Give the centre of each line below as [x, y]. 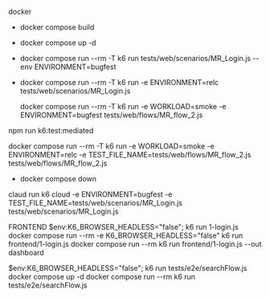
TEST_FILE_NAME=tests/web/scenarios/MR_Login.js [96, 203]
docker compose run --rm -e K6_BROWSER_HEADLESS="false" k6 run [126, 235]
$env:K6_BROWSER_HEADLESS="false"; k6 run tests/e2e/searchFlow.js [128, 268]
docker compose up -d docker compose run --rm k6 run [102, 277]
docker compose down [58, 179]
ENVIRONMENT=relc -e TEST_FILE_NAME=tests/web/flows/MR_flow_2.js [130, 155]
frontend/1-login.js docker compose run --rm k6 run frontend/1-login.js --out [135, 244]
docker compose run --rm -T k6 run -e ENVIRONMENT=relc [119, 82]
